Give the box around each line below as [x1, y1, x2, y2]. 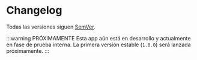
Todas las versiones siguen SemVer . [6, 23, 95, 30]
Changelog [6, 4, 62, 17]
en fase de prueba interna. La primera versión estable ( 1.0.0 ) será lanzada [6, 41, 191, 48]
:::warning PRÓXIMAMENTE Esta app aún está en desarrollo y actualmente [6, 34, 191, 42]
